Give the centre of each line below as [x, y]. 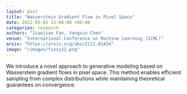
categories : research [33, 28]
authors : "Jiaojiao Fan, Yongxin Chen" [55, 33]
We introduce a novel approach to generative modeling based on [84, 66]
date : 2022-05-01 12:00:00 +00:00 [48, 22]
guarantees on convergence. [41, 85]
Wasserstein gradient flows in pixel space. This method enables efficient [94, 72]
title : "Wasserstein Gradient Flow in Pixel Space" [70, 17]
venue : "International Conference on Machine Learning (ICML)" [85, 39]
